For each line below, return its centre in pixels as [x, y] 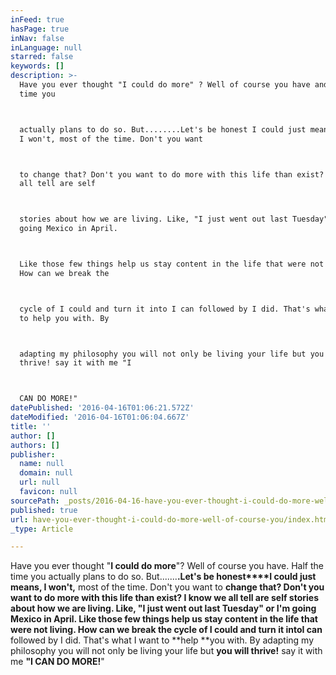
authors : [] [35, 445]
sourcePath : [35, 501]
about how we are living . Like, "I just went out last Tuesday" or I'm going [163, 608]
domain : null [46, 473]
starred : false [42, 57]
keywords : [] [37, 66]
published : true [44, 510]
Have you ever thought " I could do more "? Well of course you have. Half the [167, 566]
